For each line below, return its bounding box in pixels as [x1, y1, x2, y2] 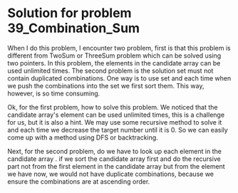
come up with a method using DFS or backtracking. [7, 133, 158, 142]
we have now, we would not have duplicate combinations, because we [7, 169, 214, 178]
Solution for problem [7, 5, 132, 21]
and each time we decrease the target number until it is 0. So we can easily [7, 125, 228, 134]
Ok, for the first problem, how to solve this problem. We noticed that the [7, 103, 219, 111]
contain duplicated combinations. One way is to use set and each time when [7, 73, 232, 83]
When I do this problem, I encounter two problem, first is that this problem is [7, 43, 231, 52]
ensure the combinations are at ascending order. [7, 177, 150, 186]
